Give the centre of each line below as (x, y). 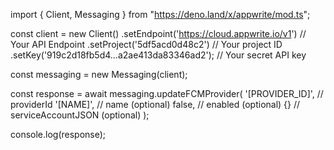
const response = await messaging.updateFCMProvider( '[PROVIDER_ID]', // (167, 93)
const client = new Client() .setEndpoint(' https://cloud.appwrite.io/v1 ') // (158, 33)
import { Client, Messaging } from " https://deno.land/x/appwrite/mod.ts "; (160, 14)
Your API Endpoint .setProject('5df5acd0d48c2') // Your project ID (146, 44)
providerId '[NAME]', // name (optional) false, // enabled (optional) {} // (155, 104)
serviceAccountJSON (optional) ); (80, 115)
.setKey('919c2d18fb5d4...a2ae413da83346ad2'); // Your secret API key (158, 55)
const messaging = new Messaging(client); (99, 74)
